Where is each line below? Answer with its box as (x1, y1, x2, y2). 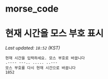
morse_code (5, 3, 59, 15)
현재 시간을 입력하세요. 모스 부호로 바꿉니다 (5, 56, 85, 61)
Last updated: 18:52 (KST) (5, 45, 60, 51)
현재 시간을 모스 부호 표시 (5, 28, 104, 39)
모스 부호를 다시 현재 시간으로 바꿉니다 (5, 65, 76, 71)
